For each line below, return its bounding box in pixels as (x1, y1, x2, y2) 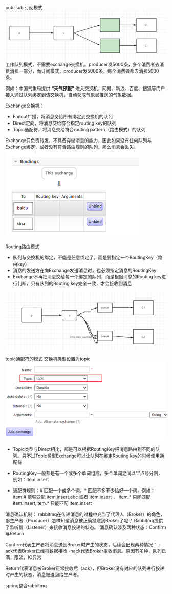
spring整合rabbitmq (5, 583, 47, 589)
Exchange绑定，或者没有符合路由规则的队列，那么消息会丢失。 (5, 144, 138, 150)
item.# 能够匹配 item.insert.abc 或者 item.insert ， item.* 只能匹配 (12, 494, 151, 500)
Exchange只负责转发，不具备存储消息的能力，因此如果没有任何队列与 (5, 137, 152, 143)
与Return (5, 531, 24, 537)
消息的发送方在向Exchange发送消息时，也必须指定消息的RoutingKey (12, 267, 157, 273)
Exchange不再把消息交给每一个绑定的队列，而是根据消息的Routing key (12, 273, 162, 279)
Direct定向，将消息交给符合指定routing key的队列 (12, 120, 117, 126)
